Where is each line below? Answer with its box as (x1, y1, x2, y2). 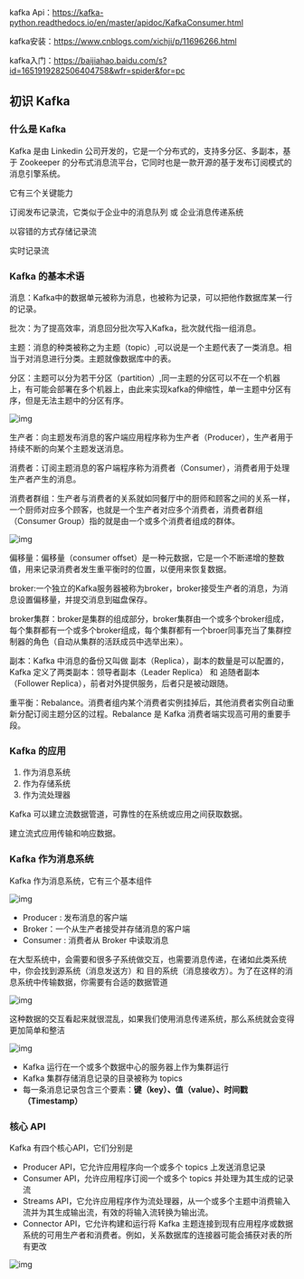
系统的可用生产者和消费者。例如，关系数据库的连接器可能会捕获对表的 (22, 1229, 285, 1240)
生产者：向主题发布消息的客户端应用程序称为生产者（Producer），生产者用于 (9, 432, 294, 443)
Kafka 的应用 (9, 744, 66, 757)
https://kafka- (52, 7, 104, 17)
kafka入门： (9, 55, 54, 65)
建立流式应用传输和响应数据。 (9, 828, 120, 839)
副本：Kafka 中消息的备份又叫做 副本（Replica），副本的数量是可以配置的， (9, 654, 290, 666)
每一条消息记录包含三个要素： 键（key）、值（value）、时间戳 (22, 1083, 249, 1094)
